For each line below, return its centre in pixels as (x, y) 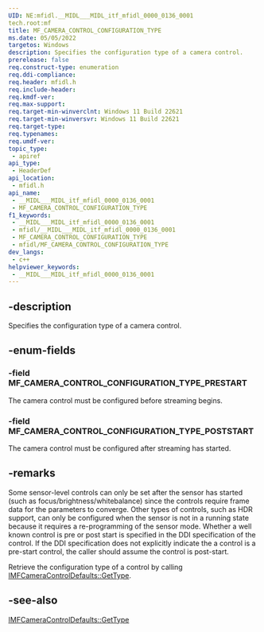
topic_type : (28, 149)
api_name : (25, 193)
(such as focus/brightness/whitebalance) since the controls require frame (129, 501)
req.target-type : (37, 126)
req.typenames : (33, 134)
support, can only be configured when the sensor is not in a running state (128, 518)
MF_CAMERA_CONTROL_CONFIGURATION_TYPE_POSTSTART (131, 431)
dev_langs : (26, 252)
